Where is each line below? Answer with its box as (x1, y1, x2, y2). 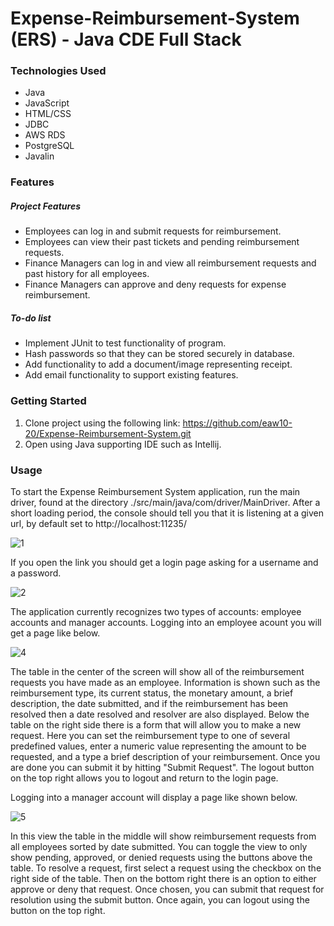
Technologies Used (10, 64, 107, 78)
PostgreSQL (24, 140, 75, 152)
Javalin (24, 150, 55, 162)
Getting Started (10, 394, 87, 408)
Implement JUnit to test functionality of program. (24, 337, 227, 349)
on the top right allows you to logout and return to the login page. (10, 772, 279, 784)
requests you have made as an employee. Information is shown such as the (10, 676, 321, 688)
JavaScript (24, 97, 70, 109)
